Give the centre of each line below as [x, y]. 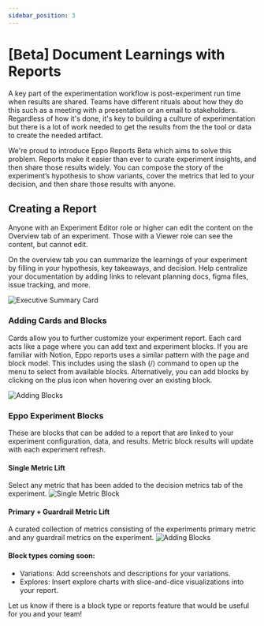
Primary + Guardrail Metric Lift [59, 512]
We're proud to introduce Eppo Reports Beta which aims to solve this [120, 150]
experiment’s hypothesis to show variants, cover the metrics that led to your [131, 175]
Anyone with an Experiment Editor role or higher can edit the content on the [131, 228]
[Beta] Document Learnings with [117, 54]
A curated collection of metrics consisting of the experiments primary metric [132, 529]
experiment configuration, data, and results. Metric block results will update [131, 441]
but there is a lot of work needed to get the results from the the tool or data [130, 126]
